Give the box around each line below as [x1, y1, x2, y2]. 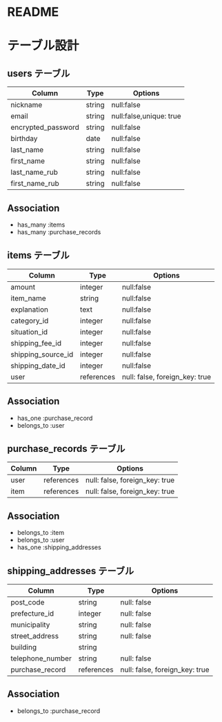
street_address [10, 631, 59, 641]
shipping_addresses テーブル [7, 564, 134, 577]
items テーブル [7, 249, 70, 261]
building [10, 643, 37, 652]
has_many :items [17, 220, 65, 229]
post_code [10, 598, 45, 607]
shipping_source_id [10, 350, 74, 359]
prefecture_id [10, 609, 54, 618]
